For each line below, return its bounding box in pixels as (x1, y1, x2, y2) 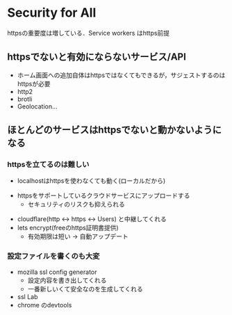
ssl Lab (17, 292, 38, 300)
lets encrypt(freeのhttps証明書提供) (17, 224, 119, 232)
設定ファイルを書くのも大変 (7, 252, 100, 261)
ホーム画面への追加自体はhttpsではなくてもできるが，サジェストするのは (17, 71, 226, 79)
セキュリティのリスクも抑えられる (27, 200, 125, 209)
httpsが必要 (17, 79, 51, 88)
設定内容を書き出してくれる (27, 276, 107, 284)
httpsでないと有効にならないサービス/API (7, 51, 186, 63)
